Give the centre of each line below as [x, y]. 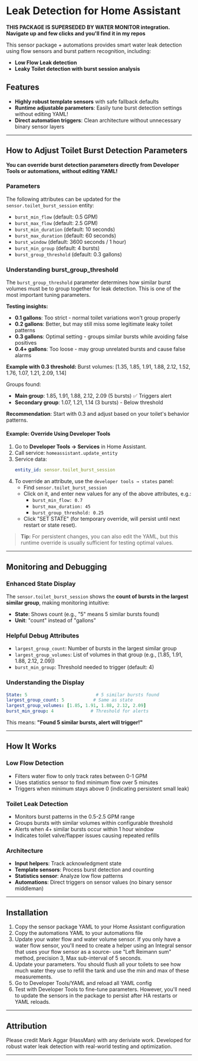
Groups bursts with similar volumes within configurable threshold [93, 823]
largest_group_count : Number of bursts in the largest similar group [95, 649]
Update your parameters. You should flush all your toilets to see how [98, 964]
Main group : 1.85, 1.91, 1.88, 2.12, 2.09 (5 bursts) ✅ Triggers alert [93, 396]
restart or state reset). [50, 525]
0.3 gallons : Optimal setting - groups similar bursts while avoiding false [101, 336]
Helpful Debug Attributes [43, 636]
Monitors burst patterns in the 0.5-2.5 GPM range [75, 817]
